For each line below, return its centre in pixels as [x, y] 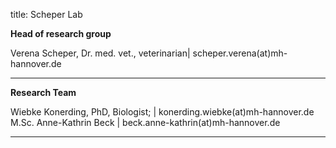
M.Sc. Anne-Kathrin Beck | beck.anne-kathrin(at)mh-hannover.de [145, 122]
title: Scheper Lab [46, 14]
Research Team [43, 92]
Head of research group [61, 33]
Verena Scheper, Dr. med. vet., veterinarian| [100, 53]
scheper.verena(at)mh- [240, 53]
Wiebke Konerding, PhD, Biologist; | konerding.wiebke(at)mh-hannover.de [162, 112]
